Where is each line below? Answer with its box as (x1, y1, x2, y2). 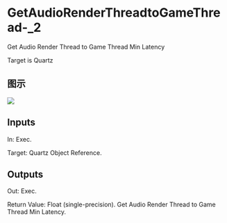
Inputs (7, 117, 36, 129)
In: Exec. (7, 135, 32, 143)
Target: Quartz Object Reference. (7, 148, 102, 157)
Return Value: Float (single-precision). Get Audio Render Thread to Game (7, 200, 217, 209)
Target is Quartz (7, 56, 53, 64)
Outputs (7, 168, 44, 180)
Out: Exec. (7, 187, 37, 195)
